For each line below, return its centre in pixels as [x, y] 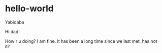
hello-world [30, 9]
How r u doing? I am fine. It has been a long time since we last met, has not [81, 41]
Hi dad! [12, 31]
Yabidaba [15, 22]
